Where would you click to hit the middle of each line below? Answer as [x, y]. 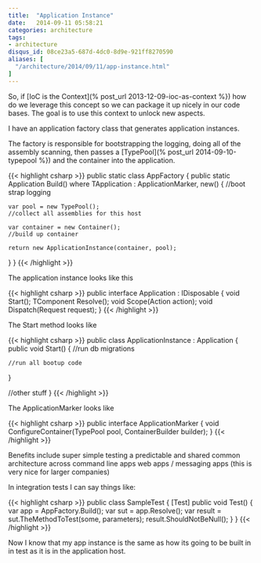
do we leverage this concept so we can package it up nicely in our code [124, 105]
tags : [17, 37]
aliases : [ [26, 60]
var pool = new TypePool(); [54, 206]
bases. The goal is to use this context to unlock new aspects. [107, 113]
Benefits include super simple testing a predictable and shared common [124, 455]
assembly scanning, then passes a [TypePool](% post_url [101, 152]
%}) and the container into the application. [107, 160]
